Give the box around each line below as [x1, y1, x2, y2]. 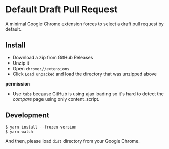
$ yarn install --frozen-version [5, 124, 77, 130]
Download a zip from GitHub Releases [12, 54, 93, 60]
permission [5, 80, 30, 87]
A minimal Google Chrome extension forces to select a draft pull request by [5, 20, 164, 27]
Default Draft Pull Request [5, 4, 118, 15]
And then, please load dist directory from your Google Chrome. [5, 138, 140, 144]
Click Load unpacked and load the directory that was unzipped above [12, 71, 157, 77]
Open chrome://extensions [12, 65, 70, 71]
